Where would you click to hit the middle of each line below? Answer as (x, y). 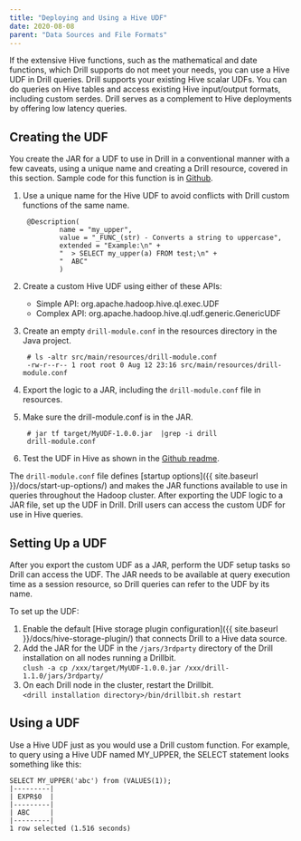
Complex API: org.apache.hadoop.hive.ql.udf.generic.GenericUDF (159, 314)
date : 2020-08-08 (42, 26)
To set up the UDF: (44, 611)
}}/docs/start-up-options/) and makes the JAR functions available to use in (148, 486)
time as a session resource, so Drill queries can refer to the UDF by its (140, 584)
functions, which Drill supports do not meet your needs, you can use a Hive (150, 70)
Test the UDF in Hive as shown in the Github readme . (121, 459)
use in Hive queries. (47, 515)
